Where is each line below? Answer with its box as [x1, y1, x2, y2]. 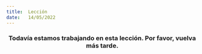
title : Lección [6, 8, 47, 15]
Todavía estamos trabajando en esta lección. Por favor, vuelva [8, 34, 197, 43]
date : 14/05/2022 [6, 14, 56, 20]
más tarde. [86, 41, 119, 50]
